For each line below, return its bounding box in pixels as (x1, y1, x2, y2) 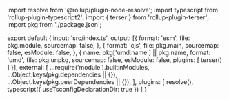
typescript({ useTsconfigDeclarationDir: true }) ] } (7, 86, 148, 93)
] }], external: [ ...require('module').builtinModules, (7, 63, 150, 71)
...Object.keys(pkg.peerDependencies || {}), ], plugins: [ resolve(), (7, 78, 194, 86)
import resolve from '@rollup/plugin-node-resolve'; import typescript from (7, 6, 219, 14)
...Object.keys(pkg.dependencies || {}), (7, 70, 118, 79)
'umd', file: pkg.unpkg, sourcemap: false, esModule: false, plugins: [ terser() (7, 56, 223, 64)
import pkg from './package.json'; (7, 21, 102, 28)
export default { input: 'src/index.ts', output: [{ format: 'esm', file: (7, 34, 190, 42)
